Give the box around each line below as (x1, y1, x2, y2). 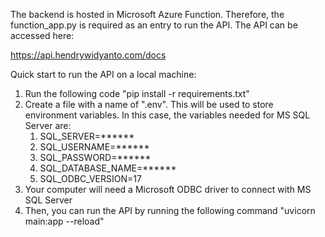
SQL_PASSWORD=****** (39, 152, 152, 163)
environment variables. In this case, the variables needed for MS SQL (24, 109, 311, 121)
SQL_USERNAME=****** (39, 141, 150, 153)
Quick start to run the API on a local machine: (10, 69, 197, 80)
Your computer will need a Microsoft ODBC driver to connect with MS (24, 184, 312, 195)
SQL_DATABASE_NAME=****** (39, 162, 177, 174)
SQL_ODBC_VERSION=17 (39, 173, 142, 184)
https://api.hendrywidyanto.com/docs (10, 49, 167, 61)
